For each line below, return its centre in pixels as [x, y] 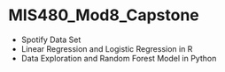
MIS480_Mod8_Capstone [104, 15]
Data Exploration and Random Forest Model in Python [119, 58]
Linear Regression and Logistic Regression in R [107, 48]
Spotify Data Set [51, 40]
